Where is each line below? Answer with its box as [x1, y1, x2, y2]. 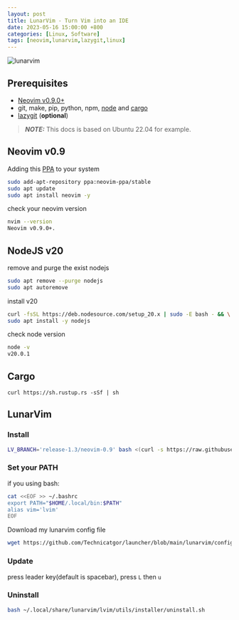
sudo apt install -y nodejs [7, 317, 91, 324]
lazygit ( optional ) [17, 111, 69, 120]
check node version [7, 330, 65, 339]
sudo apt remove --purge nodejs [7, 277, 103, 284]
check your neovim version [7, 205, 87, 213]
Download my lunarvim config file [7, 525, 106, 534]
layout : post [7, 10, 46, 18]
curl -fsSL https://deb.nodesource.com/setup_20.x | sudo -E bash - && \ [7, 311, 231, 318]
